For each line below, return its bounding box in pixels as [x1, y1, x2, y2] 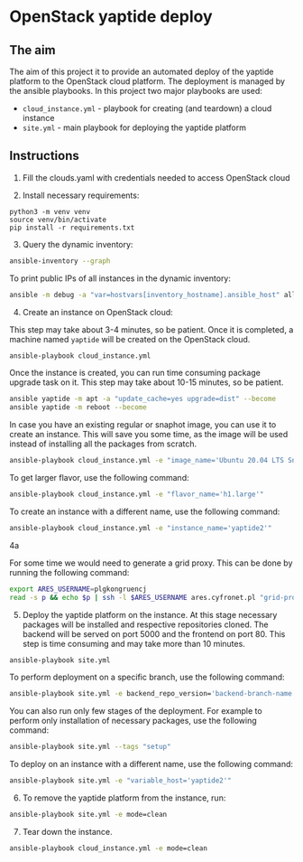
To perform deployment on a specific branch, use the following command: [9, 671, 286, 683]
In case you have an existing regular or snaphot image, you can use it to [9, 419, 277, 430]
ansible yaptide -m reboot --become [9, 403, 147, 412]
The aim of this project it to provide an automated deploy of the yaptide [9, 66, 274, 77]
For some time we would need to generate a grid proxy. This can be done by [9, 557, 293, 568]
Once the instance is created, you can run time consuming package [9, 368, 262, 379]
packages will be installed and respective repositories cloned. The [22, 619, 269, 630]
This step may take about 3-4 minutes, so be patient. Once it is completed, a [9, 323, 294, 335]
